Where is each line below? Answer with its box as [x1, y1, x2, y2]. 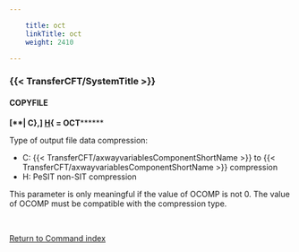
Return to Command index [9, 232, 106, 243]
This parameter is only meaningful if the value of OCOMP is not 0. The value [9, 188, 291, 199]
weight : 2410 [25, 38, 74, 47]
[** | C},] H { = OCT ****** [9, 117, 105, 128]
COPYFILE [9, 97, 49, 108]
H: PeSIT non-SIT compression [21, 171, 137, 182]
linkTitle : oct [25, 29, 82, 39]
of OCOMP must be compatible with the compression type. [9, 198, 227, 209]
